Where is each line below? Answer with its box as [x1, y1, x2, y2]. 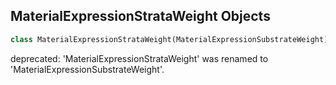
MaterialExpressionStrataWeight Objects [10, 8, 271, 25]
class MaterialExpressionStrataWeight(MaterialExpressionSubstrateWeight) [10, 34, 329, 44]
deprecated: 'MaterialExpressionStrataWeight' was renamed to [10, 52, 269, 64]
